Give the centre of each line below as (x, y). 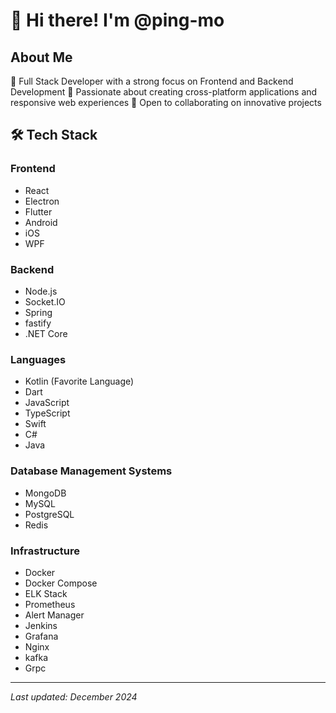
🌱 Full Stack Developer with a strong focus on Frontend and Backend (152, 81)
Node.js (41, 291)
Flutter (38, 211)
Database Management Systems (91, 471)
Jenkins (41, 625)
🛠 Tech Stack (54, 135)
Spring (38, 312)
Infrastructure (45, 551)
